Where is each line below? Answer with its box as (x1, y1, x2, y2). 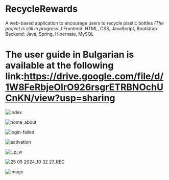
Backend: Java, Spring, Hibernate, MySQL (5, 31, 94, 37)
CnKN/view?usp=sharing (5, 93, 116, 104)
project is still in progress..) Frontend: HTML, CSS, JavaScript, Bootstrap (5, 25, 157, 31)
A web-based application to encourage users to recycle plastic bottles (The (5, 20, 164, 26)
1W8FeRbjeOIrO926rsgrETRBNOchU (5, 81, 163, 93)
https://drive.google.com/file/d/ (23, 71, 164, 82)
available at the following (5, 60, 114, 72)
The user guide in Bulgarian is (5, 49, 134, 60)
